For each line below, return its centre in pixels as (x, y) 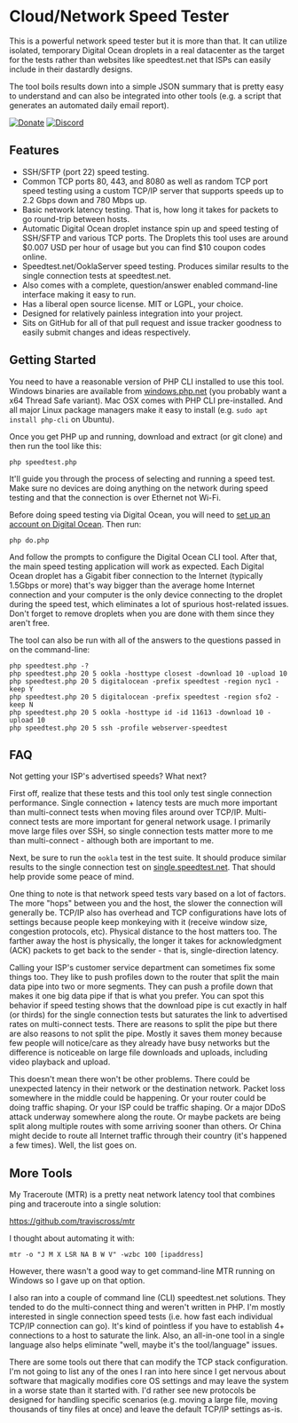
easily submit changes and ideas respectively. (106, 332)
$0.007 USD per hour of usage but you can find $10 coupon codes (144, 247)
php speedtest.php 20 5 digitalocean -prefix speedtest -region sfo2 (141, 697)
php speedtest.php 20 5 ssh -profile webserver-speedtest (118, 728)
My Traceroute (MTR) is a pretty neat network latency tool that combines (142, 1195)
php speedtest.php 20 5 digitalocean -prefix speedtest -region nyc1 (141, 681)
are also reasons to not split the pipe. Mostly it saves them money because (146, 1034)
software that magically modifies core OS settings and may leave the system (149, 1381)
